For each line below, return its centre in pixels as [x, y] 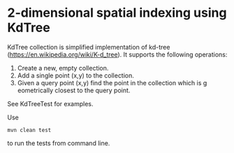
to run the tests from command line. [59, 143]
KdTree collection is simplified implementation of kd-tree [89, 47]
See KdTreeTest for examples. [50, 103]
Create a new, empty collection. [63, 68]
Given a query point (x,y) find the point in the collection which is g [112, 82]
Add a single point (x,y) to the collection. [76, 75]
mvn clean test [29, 130]
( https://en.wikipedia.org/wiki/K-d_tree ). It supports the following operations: [117, 54]
